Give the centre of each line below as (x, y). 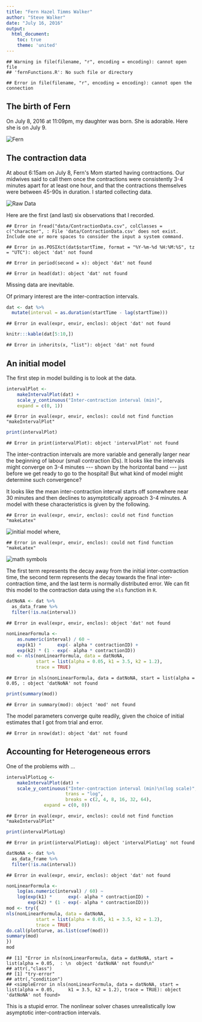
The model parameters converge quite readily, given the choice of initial (95, 716)
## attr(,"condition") (35, 979)
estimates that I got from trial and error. (55, 722)
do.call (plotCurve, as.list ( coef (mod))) (58, 931)
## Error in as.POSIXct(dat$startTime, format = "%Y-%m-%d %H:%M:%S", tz (101, 247)
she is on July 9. (26, 128)
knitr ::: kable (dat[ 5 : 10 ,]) (40, 334)
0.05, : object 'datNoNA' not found (52, 683)
